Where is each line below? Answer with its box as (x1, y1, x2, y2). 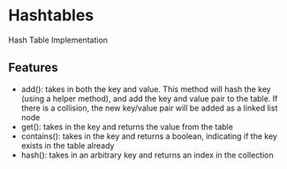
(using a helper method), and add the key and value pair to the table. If (20, 93, 278, 104)
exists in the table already (20, 140, 115, 150)
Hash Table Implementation (8, 35, 108, 45)
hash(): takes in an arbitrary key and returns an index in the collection (20, 150, 275, 160)
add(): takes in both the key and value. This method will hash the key (20, 83, 271, 94)
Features (8, 60, 58, 75)
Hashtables (8, 5, 94, 26)
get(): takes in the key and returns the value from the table (20, 121, 233, 132)
